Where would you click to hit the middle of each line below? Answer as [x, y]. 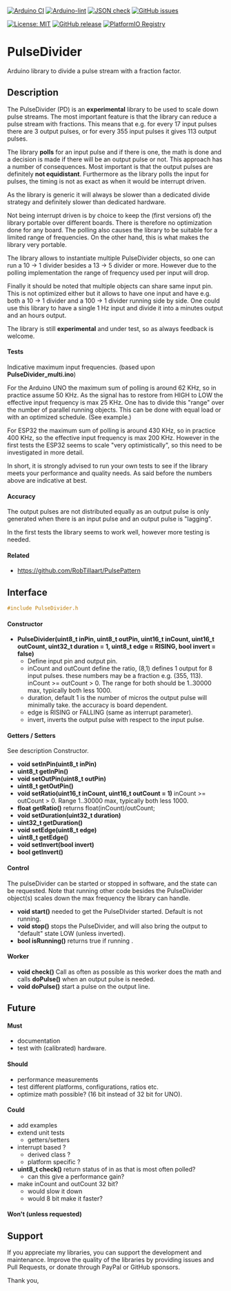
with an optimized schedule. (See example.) [69, 417]
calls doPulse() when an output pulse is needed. [86, 979]
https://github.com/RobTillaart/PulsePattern [79, 571]
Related [18, 555]
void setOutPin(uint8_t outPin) [62, 779]
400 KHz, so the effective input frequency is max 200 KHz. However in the [113, 437]
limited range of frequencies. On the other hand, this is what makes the [108, 237]
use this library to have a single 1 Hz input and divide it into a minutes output [115, 308]
